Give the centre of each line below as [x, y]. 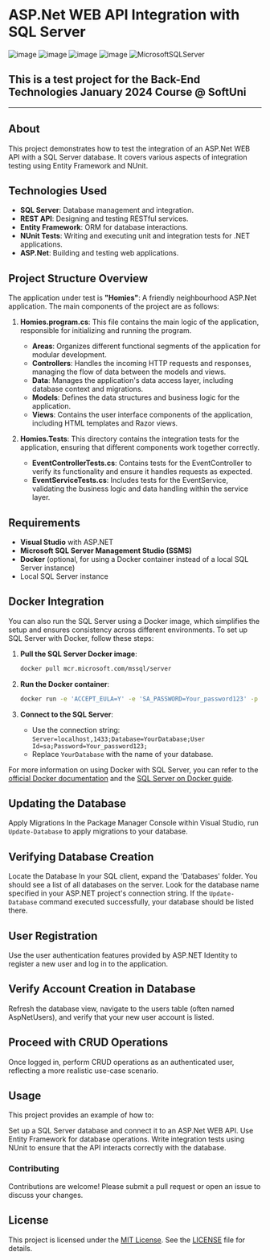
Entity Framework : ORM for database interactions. [104, 227]
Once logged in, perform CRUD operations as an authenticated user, [121, 1062]
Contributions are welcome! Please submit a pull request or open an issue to [135, 1186]
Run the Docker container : [65, 684]
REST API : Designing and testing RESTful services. [104, 218]
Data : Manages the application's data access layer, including [133, 380]
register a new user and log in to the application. [88, 964]
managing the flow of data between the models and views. [129, 372]
